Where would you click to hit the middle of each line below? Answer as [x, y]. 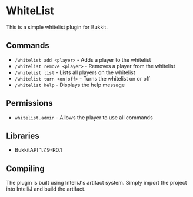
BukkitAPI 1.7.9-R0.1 [38, 150]
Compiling [26, 168]
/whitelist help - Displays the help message [70, 85]
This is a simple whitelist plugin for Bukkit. [57, 27]
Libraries [23, 136]
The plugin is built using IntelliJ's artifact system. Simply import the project [96, 183]
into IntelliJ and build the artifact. [46, 189]
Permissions [29, 103]
